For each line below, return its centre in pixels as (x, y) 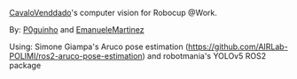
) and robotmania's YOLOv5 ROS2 (204, 56)
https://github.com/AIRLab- (238, 47)
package (25, 65)
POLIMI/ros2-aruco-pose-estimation (76, 56)
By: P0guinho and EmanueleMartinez (77, 29)
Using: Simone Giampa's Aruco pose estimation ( (99, 47)
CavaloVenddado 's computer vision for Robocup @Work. (113, 13)
